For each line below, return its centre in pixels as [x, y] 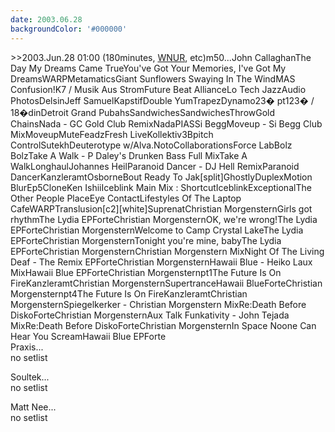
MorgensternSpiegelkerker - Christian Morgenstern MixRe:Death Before [158, 304]
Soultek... [30, 377]
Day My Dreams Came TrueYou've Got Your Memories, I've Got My [148, 68]
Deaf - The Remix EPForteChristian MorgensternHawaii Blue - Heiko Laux [161, 262]
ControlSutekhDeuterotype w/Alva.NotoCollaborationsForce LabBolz [151, 145]
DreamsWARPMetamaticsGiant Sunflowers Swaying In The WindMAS [153, 78]
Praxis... [27, 347]
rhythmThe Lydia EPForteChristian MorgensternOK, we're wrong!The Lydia [164, 219]
